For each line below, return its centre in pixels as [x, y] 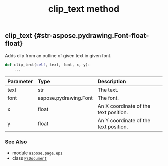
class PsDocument [30, 158]
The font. [108, 98]
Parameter [20, 82]
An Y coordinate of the [124, 121]
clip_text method [84, 9]
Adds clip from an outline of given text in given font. [58, 55]
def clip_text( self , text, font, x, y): [48, 65]
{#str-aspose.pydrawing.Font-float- [91, 36]
